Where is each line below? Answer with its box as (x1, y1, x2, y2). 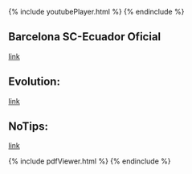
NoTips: (8, 120, 48, 134)
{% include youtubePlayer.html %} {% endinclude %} (8, 7, 185, 16)
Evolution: (8, 75, 60, 89)
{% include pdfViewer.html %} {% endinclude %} (8, 156, 171, 166)
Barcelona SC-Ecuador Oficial (8, 30, 161, 43)
